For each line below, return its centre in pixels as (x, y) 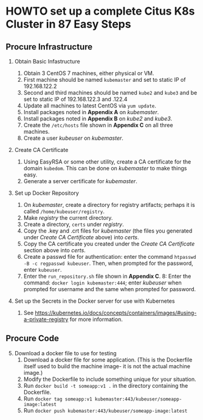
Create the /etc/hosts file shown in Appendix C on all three (98, 125)
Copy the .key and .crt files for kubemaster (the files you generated (108, 231)
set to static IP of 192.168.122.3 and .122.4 (76, 99)
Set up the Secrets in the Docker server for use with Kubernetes (95, 301)
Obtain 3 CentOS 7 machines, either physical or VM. (89, 73)
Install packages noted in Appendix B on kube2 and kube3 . (98, 118)
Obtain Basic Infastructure (47, 61)
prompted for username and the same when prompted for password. (109, 289)
